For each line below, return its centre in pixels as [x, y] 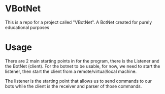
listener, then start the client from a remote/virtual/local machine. [71, 71]
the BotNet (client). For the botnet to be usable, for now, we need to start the [83, 66]
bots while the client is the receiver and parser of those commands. [73, 86]
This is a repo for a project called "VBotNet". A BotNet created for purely [79, 22]
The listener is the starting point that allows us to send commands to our [78, 81]
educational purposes [27, 27]
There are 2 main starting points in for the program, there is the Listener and [82, 61]
